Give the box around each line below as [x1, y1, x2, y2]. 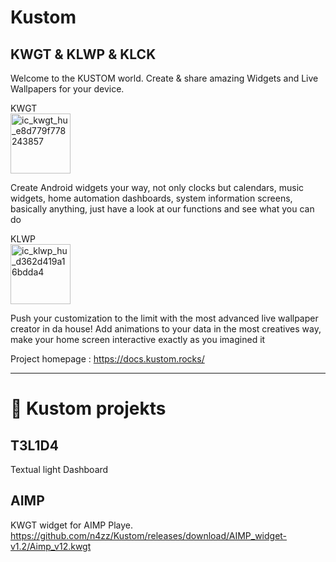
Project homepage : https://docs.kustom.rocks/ [10, 353, 205, 365]
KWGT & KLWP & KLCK [10, 46, 157, 63]
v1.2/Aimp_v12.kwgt [10, 540, 92, 552]
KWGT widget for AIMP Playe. [10, 519, 133, 531]
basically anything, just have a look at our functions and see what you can [10, 203, 315, 215]
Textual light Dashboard [10, 464, 109, 475]
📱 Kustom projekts [10, 397, 167, 420]
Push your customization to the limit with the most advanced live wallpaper [10, 312, 319, 324]
